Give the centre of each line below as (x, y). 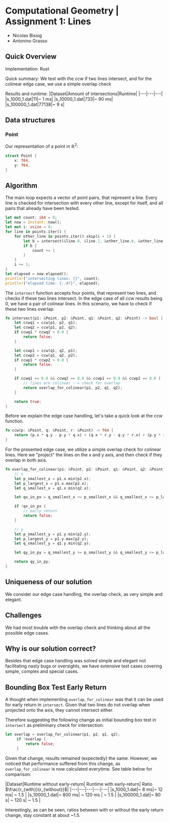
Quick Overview (31, 57)
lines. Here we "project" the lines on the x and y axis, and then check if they (84, 455)
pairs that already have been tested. (43, 209)
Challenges (23, 615)
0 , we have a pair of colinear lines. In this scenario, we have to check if (78, 303)
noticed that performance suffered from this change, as (63, 764)
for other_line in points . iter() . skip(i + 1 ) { (65, 236)
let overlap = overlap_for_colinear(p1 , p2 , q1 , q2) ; (63, 735)
